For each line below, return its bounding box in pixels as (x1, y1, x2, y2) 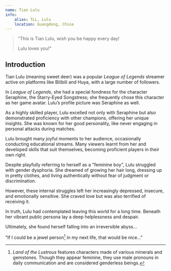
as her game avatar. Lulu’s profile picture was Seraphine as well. (5, 100, 140, 106)
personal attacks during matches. (5, 126, 76, 132)
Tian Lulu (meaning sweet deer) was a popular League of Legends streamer (5, 74, 165, 80)
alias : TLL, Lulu (14, 17, 51, 22)
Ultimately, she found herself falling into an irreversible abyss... (5, 224, 137, 230)
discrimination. (5, 178, 37, 184)
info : (5, 12, 17, 17)
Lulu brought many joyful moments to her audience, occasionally (5, 136, 141, 142)
